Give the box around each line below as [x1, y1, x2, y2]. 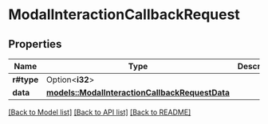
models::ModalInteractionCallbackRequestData [46, 87, 230, 98]
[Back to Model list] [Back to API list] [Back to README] [8, 107, 191, 117]
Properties [8, 37, 62, 51]
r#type [12, 74, 39, 85]
